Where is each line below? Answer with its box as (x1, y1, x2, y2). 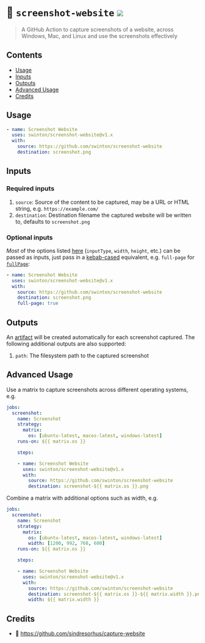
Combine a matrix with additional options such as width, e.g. (6, 494, 159, 502)
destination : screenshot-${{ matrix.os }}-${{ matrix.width (28, 591, 184, 597)
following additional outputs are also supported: (6, 340, 126, 347)
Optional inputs (6, 233, 53, 241)
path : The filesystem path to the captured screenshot (15, 352, 149, 359)
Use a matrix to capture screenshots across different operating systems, (6, 386, 189, 393)
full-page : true (17, 300, 59, 307)
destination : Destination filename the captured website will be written (15, 211, 192, 219)
